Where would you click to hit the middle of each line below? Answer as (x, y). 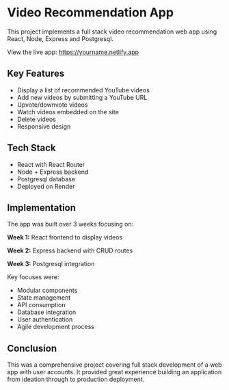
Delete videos (36, 119)
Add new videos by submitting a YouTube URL (82, 97)
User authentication (45, 320)
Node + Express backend (53, 172)
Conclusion (32, 348)
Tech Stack (31, 148)
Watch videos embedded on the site (68, 112)
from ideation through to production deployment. (76, 379)
